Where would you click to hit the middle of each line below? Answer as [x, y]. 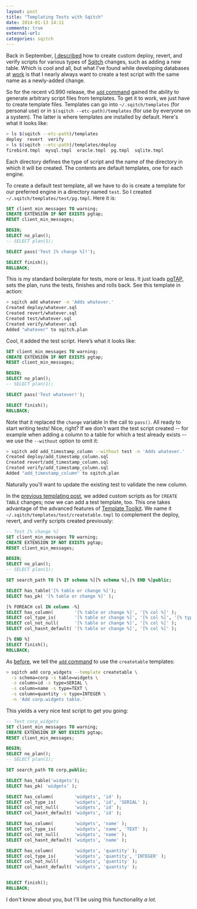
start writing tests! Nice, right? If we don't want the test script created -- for [97, 428]
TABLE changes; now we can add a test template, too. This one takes [88, 502]
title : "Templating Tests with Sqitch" [55, 17]
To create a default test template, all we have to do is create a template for [96, 185]
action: [14, 291]
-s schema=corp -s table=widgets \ [55, 677]
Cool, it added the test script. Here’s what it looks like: [71, 341]
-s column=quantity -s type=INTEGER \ [59, 694]
